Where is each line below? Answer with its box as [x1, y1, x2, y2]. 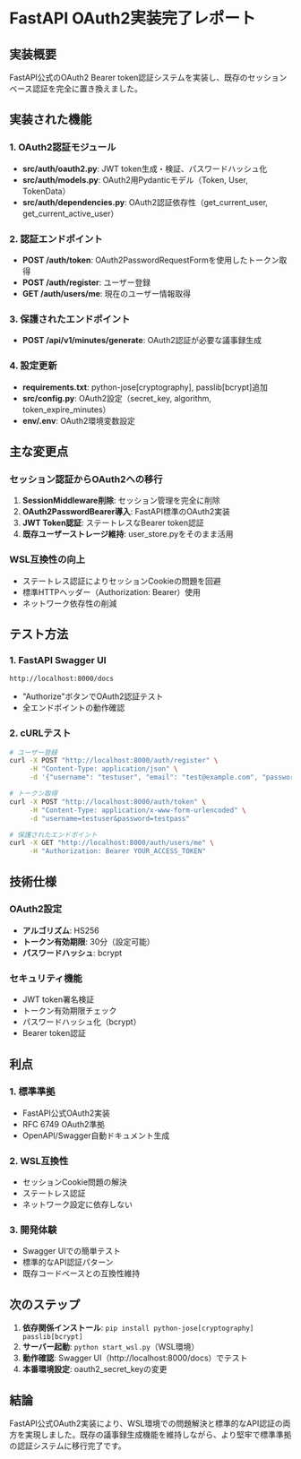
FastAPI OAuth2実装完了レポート [9, 8, 256, 29]
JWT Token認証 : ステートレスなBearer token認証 [21, 517, 204, 529]
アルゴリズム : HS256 [21, 925, 100, 936]
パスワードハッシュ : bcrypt [21, 947, 123, 958]
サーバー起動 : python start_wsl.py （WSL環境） [21, 1342, 200, 1352]
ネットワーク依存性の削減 [21, 598, 117, 609]
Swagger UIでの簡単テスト [21, 1246, 121, 1256]
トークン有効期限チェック [21, 1006, 117, 1016]
